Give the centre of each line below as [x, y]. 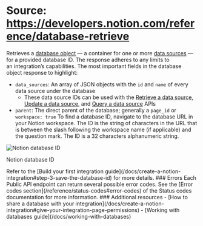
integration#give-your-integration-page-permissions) [73, 210]
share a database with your [40, 204]
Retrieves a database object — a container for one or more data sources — [100, 53]
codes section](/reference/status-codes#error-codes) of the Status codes [99, 190]
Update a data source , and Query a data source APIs [90, 103]
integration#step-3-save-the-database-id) [59, 177]
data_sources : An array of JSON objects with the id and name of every [102, 84]
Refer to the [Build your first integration [55, 171]
